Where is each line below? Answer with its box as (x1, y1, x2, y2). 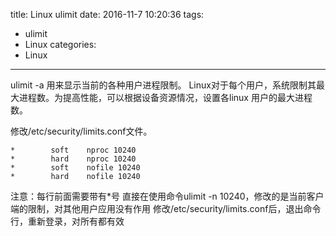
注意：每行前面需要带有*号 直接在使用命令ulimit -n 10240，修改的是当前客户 (10, 190, 325, 202)
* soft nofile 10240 (10, 163, 141, 173)
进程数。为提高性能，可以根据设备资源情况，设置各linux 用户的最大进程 (18, 92, 313, 103)
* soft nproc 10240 (10, 145, 137, 155)
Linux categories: (24, 39, 97, 50)
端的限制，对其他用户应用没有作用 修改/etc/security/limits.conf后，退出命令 (10, 203, 322, 214)
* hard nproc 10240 (10, 154, 137, 164)
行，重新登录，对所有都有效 (10, 215, 125, 227)
